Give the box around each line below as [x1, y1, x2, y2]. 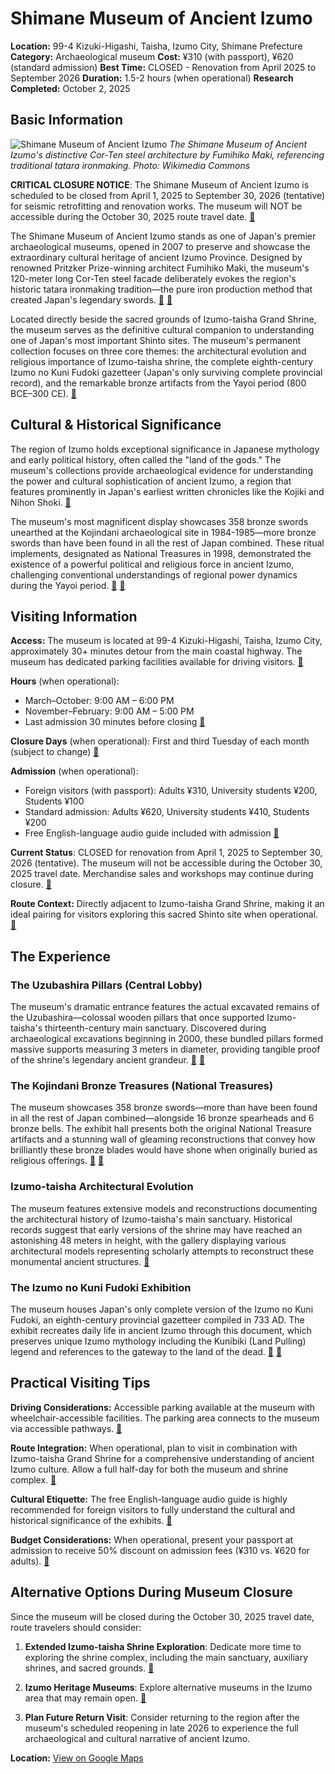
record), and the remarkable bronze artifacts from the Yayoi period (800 [10, 377, 307, 389]
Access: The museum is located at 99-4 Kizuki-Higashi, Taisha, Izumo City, [10, 635, 323, 647]
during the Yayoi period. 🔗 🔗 [10, 579, 126, 591]
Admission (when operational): [10, 765, 139, 777]
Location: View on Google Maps [10, 1752, 144, 1764]
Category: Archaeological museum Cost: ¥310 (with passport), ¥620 [10, 50, 294, 62]
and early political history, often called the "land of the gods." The [10, 453, 282, 466]
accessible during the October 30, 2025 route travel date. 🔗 [10, 210, 256, 222]
